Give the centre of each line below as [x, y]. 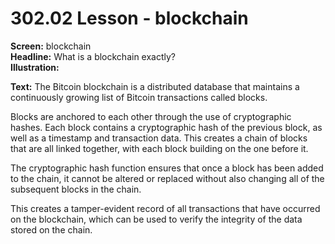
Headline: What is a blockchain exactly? [93, 56]
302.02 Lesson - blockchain [129, 18]
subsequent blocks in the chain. [76, 189]
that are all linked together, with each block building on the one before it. [159, 148]
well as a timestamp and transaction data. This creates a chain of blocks [159, 138]
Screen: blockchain [51, 46]
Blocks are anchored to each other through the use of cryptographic [151, 116]
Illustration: [35, 67]
